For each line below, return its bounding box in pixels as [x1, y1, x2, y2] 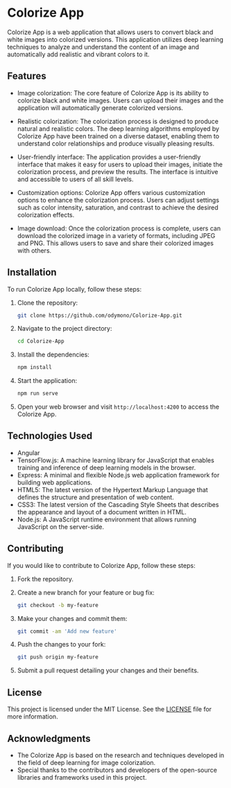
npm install [17, 364, 52, 371]
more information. [7, 712, 58, 721]
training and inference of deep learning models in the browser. [17, 463, 196, 471]
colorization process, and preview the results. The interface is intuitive [17, 167, 219, 175]
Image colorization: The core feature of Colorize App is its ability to [17, 88, 209, 97]
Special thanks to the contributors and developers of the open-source [17, 766, 217, 774]
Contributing [7, 543, 64, 555]
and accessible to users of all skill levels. [17, 175, 134, 183]
